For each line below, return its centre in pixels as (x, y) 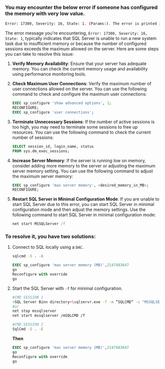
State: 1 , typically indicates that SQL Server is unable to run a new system (81, 38)
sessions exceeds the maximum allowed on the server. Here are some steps (82, 49)
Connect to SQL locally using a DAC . (48, 247)
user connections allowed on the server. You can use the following (80, 89)
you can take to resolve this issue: (40, 54)
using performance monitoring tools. (49, 74)
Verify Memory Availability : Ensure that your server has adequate (79, 64)
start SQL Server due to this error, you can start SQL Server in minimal (83, 204)
